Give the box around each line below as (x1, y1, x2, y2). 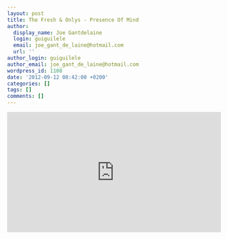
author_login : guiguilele (7, 55, 81, 62)
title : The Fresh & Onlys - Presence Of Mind (7, 16, 139, 23)
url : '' (13, 49, 36, 55)
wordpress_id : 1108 (7, 67, 63, 74)
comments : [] (7, 93, 44, 100)
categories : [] (7, 80, 51, 87)
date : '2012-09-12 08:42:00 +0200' (7, 73, 109, 81)
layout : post (7, 10, 44, 17)
